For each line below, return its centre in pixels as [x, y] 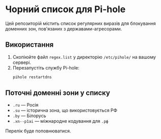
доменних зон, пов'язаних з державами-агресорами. [64, 28]
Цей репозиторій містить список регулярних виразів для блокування [81, 23]
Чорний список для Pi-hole [65, 9]
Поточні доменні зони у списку [58, 93]
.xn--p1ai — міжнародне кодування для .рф [60, 121]
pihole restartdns [32, 77]
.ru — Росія [25, 105]
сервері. [22, 62]
